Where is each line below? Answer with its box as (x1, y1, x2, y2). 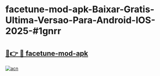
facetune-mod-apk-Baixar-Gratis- (5, 4, 155, 15)
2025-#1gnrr (5, 26, 62, 37)
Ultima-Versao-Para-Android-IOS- (5, 14, 156, 26)
